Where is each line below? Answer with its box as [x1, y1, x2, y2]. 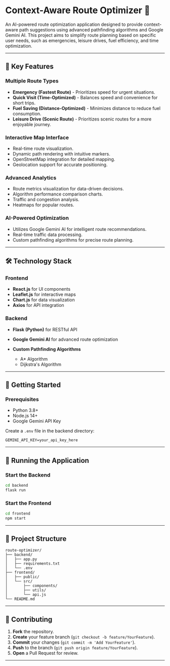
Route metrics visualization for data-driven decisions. [12, 186, 124, 192]
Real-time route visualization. [12, 145, 74, 151]
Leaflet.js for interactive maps [12, 291, 76, 298]
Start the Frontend [5, 499, 52, 506]
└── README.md [5, 597, 35, 602]
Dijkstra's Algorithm [20, 361, 62, 367]
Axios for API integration [12, 302, 64, 308]
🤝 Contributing [5, 615, 53, 623]
